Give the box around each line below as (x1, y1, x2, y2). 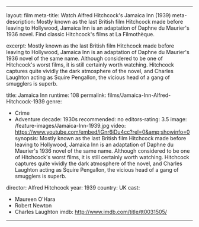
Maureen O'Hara (14, 196, 56, 203)
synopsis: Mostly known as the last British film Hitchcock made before (14, 135, 187, 141)
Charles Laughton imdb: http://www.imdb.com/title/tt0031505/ (14, 209, 168, 215)
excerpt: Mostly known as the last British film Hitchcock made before (6, 42, 175, 49)
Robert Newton (14, 202, 52, 209)
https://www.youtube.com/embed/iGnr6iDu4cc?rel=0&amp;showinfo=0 (14, 128, 190, 135)
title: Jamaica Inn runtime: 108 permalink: (6, 92, 107, 99)
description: (6, 18, 36, 25)
